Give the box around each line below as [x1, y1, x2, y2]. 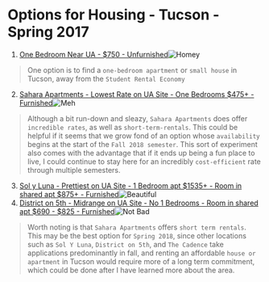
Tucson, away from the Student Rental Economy [27, 74, 186, 83]
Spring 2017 [7, 23, 89, 41]
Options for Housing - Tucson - [7, 6, 220, 24]
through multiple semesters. [27, 165, 122, 175]
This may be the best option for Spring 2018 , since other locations [27, 230, 247, 240]
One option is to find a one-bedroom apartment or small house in [27, 65, 238, 74]
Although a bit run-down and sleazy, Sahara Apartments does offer [27, 113, 248, 123]
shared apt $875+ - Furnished [19, 189, 119, 199]
